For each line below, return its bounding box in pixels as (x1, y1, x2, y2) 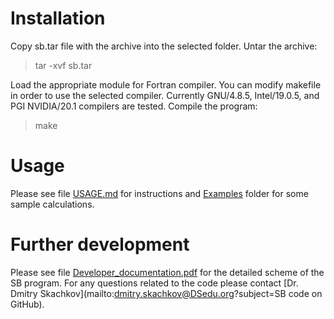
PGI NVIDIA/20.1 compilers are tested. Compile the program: (10, 100, 258, 112)
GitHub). (10, 298, 45, 310)
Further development (10, 233, 190, 256)
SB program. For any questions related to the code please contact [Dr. (10, 277, 299, 289)
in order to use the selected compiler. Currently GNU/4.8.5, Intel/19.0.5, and (10, 89, 320, 101)
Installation (10, 7, 106, 30)
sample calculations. (10, 198, 95, 210)
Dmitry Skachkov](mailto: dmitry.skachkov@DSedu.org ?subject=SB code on (10, 287, 323, 299)
